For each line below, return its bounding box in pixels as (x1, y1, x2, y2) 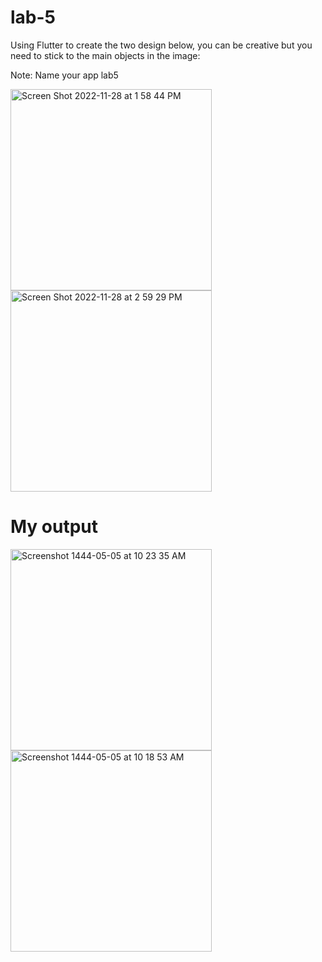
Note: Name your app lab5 (10, 69, 119, 81)
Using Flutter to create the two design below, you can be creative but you (10, 39, 313, 51)
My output (10, 516, 99, 538)
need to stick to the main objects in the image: (10, 49, 201, 61)
